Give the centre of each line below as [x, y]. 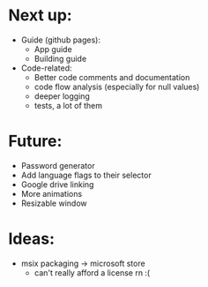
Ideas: [31, 239]
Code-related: [46, 68]
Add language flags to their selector [86, 175]
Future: [35, 141]
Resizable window [54, 203]
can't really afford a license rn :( [92, 272]
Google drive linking [57, 184]
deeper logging [62, 96]
